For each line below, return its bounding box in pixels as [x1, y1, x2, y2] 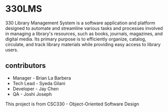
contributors [5, 61, 46, 70]
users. [5, 47, 19, 53]
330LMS [5, 3, 42, 15]
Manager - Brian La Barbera [12, 74, 71, 81]
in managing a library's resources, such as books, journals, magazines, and [5, 30, 163, 36]
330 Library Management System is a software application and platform [5, 20, 156, 26]
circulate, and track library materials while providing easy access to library [5, 41, 161, 47]
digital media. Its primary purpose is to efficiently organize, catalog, [5, 36, 146, 42]
